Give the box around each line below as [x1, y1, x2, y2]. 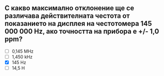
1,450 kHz [11, 54, 33, 60]
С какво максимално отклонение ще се [4, 4, 134, 12]
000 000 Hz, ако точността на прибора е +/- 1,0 [4, 27, 160, 36]
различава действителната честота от [4, 12, 130, 20]
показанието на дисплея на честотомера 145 [4, 19, 152, 28]
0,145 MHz [11, 48, 34, 54]
